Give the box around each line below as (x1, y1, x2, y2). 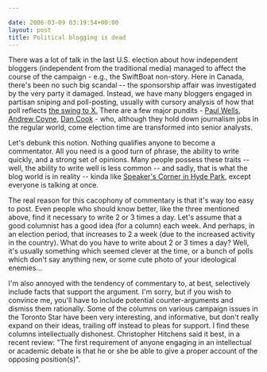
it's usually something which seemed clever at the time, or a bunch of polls (8, 246, 253, 256)
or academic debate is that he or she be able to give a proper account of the (8, 347, 258, 356)
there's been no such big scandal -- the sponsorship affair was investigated (8, 80, 257, 90)
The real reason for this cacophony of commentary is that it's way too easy (8, 196, 254, 205)
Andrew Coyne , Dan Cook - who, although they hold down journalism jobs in (8, 114, 259, 124)
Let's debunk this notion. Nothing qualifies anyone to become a (8, 138, 216, 148)
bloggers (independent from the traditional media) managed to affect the (8, 64, 246, 73)
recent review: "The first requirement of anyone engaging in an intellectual (8, 338, 252, 347)
